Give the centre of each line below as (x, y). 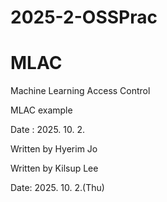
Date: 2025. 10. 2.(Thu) (57, 188)
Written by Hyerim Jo (54, 149)
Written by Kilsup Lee (54, 168)
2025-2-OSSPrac (84, 17)
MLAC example (41, 110)
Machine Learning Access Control (80, 91)
